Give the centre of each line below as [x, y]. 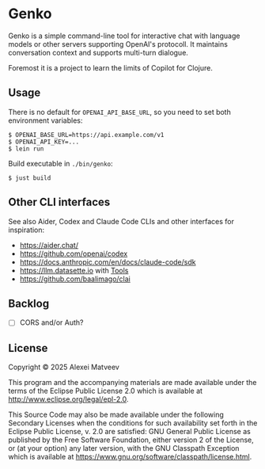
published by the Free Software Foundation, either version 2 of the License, [131, 440]
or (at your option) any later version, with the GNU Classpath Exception [124, 448]
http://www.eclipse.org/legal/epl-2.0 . [68, 399]
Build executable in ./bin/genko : [61, 163]
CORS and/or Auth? [51, 322]
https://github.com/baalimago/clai [75, 279]
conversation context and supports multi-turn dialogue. [98, 52]
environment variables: [45, 120]
